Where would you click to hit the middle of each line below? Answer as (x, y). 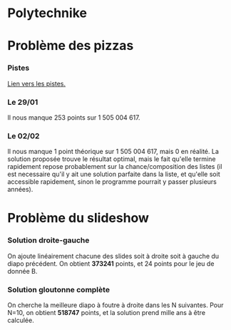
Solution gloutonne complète (59, 289)
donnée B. (22, 271)
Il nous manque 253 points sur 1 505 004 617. (74, 117)
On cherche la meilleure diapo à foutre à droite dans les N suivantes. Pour (115, 305)
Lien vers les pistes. (37, 83)
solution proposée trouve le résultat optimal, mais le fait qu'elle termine (112, 159)
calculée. (21, 320)
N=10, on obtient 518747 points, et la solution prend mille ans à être (106, 313)
